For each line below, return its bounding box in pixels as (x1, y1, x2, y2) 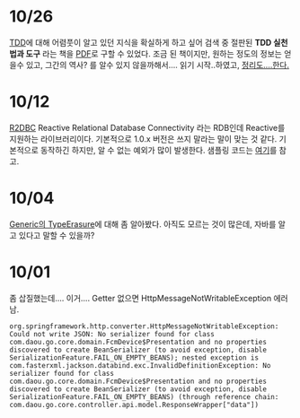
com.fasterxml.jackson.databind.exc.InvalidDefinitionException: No (9, 361, 271, 370)
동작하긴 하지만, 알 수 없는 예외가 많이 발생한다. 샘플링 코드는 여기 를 (40, 144, 278, 155)
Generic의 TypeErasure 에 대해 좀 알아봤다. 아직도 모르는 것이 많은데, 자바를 (9, 218, 277, 230)
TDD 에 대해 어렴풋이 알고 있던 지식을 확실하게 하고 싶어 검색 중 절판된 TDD (9, 37, 272, 48)
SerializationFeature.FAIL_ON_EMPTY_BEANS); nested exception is (9, 353, 259, 362)
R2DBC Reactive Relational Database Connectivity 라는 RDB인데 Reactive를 (9, 122, 286, 133)
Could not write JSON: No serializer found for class (9, 329, 216, 338)
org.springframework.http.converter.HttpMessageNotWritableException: (9, 321, 279, 331)
